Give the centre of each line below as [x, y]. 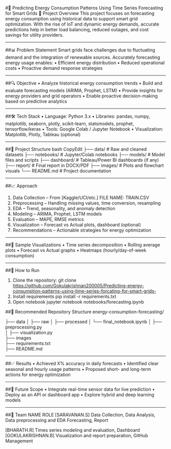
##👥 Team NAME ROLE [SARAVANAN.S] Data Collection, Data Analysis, [80, 415]
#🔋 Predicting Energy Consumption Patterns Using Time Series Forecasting [84, 8]
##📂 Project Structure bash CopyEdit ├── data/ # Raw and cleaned [76, 149]
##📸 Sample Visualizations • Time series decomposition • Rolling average [83, 245]
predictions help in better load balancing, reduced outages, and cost [77, 30]
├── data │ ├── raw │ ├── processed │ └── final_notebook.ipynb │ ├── [83, 322]
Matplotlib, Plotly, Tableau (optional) [43, 134]
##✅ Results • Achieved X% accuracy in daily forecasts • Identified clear [82, 363]
